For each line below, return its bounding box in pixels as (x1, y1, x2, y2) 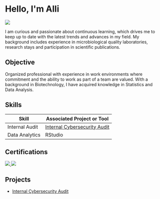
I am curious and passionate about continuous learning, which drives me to (5, 28, 155, 35)
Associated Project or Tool (46, 115, 109, 122)
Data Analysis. (5, 87, 34, 92)
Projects (5, 175, 31, 183)
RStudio (45, 131, 64, 138)
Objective (5, 58, 35, 67)
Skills (5, 101, 22, 109)
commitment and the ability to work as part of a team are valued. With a (5, 76, 148, 82)
